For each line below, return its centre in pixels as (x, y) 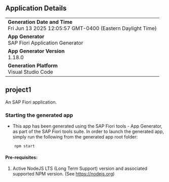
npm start (25, 146)
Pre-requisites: (22, 157)
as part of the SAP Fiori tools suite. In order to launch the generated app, (88, 131)
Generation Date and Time (40, 22)
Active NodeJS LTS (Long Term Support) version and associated (80, 168)
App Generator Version (36, 51)
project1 (18, 90)
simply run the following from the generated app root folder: (75, 136)
